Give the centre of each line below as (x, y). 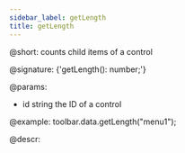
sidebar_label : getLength (57, 18)
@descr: (25, 139)
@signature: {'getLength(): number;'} (78, 69)
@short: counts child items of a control (81, 51)
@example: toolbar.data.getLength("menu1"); (93, 121)
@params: (28, 86)
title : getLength (42, 26)
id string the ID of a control (72, 103)
